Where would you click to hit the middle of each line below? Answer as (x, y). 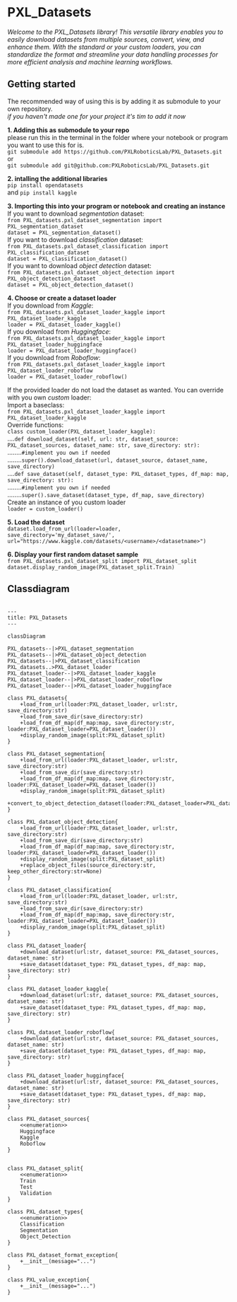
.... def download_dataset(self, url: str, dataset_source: (93, 438)
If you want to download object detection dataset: (79, 265)
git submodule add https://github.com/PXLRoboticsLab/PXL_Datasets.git (115, 152)
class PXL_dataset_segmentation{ (56, 754)
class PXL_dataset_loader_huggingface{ (66, 1076)
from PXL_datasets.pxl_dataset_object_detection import (91, 272)
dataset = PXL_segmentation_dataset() (64, 233)
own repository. (30, 109)
